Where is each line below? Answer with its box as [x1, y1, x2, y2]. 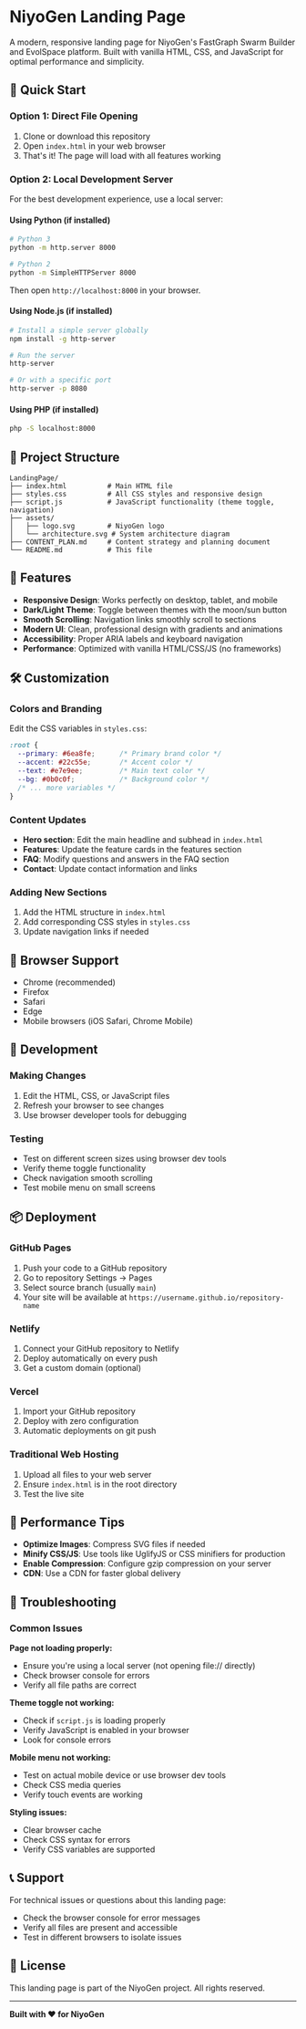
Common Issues [9, 1622, 84, 1635]
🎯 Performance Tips [9, 1514, 126, 1530]
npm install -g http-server [9, 334, 117, 343]
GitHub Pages [9, 1241, 72, 1254]
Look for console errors [22, 1734, 112, 1745]
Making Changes [9, 1070, 87, 1082]
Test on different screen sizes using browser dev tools [22, 1153, 227, 1164]
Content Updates [9, 813, 87, 826]
